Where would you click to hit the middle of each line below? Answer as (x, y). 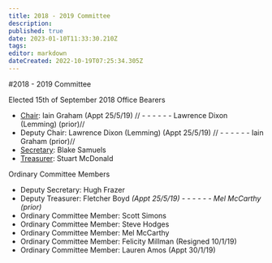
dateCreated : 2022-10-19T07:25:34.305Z (76, 62)
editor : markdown (38, 53)
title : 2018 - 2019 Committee (60, 16)
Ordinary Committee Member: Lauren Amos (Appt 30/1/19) (118, 250)
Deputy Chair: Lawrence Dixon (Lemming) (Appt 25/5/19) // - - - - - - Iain (142, 132)
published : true (36, 31)
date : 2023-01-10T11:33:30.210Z (63, 38)
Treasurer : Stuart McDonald (67, 158)
